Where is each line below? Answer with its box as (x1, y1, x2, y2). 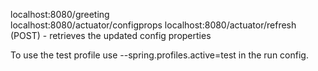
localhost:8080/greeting (10, 9, 110, 20)
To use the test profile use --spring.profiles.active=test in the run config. (10, 49, 309, 61)
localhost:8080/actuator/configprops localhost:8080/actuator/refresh (10, 19, 297, 31)
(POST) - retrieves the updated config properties (10, 30, 212, 41)
